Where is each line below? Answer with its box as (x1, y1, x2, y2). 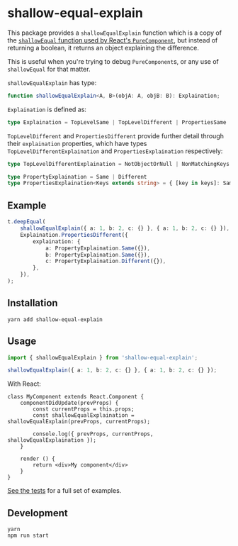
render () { (20, 455, 55, 462)
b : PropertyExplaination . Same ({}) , (45, 251, 151, 258)
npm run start (7, 532, 50, 540)
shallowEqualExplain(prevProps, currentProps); (7, 418, 151, 425)
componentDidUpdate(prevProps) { (20, 399, 119, 407)
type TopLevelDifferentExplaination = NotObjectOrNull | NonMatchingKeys (7, 160, 230, 167)
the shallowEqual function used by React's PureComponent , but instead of (7, 35, 218, 44)
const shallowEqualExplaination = (33, 412, 135, 419)
